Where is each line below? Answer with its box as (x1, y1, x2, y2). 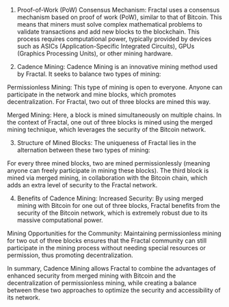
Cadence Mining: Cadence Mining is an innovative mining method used (16, 63, 218, 70)
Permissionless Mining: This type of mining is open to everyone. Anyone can (7, 83, 223, 91)
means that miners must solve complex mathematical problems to (16, 21, 203, 28)
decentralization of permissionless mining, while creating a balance (7, 279, 197, 286)
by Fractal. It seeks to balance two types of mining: (16, 70, 161, 78)
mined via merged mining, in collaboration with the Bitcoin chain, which (7, 174, 208, 182)
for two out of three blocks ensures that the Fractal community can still (7, 237, 207, 245)
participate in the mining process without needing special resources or (7, 244, 206, 252)
